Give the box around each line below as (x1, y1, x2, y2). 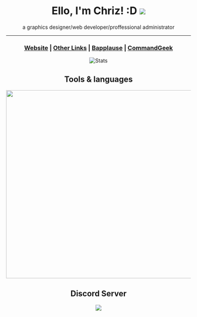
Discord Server (70, 289, 127, 299)
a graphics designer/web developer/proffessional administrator (22, 24, 175, 31)
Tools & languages (64, 74, 133, 84)
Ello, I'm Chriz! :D (52, 4, 138, 18)
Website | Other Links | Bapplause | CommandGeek (24, 44, 173, 52)
